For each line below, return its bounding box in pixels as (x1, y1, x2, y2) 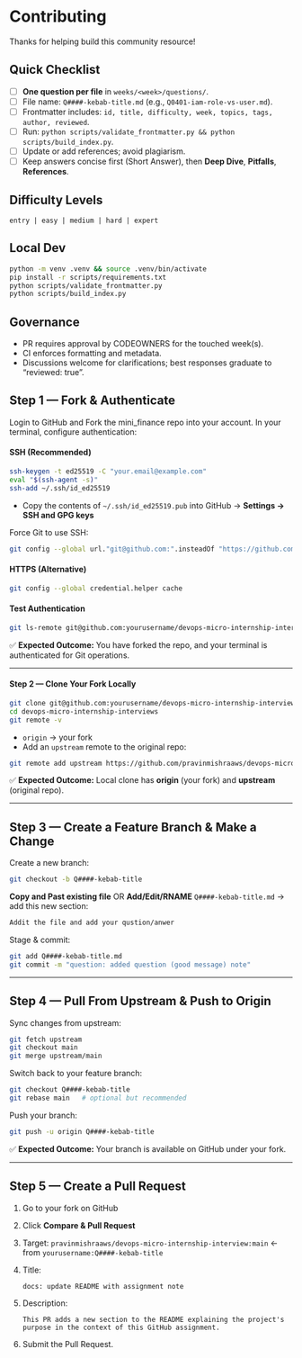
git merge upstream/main (9, 1051, 102, 1061)
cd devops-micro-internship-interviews (9, 706, 159, 716)
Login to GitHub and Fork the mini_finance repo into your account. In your (9, 417, 281, 427)
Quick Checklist (9, 62, 101, 77)
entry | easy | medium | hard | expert (9, 216, 159, 225)
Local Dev (9, 240, 67, 256)
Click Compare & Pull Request (22, 1219, 136, 1230)
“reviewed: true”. (22, 367, 84, 378)
